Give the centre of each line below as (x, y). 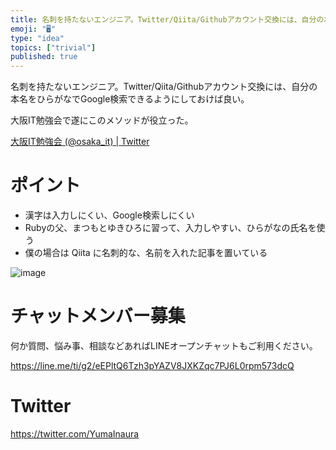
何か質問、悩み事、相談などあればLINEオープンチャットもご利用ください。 (164, 345)
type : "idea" (37, 38)
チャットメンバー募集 (98, 316)
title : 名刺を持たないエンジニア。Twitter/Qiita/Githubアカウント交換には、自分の (167, 19)
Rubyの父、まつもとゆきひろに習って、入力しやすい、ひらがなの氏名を (170, 228)
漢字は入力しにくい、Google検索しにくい (109, 215)
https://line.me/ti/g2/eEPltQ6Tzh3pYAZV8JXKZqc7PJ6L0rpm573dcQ (152, 365)
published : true (44, 57)
